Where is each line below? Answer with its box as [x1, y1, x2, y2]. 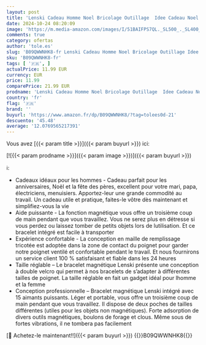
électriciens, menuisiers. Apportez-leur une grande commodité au [15, 190, 182, 197]
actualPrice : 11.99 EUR [6, 66, 67, 72]
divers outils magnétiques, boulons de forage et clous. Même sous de [15, 314, 192, 321]
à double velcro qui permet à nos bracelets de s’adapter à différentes [15, 268, 190, 275]
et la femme [15, 281, 46, 289]
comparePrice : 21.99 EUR [6, 83, 70, 90]
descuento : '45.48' [6, 117, 56, 123]
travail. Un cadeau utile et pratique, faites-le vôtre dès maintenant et [15, 196, 188, 203]
